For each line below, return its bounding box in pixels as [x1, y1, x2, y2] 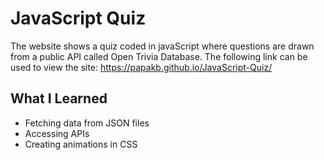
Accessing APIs [24, 127, 90, 139]
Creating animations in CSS [24, 138, 138, 150]
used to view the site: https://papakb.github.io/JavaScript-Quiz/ [10, 61, 273, 73]
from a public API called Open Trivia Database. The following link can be [10, 50, 308, 62]
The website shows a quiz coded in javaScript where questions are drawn [10, 40, 315, 52]
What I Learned [10, 90, 108, 107]
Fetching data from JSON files [24, 117, 150, 129]
